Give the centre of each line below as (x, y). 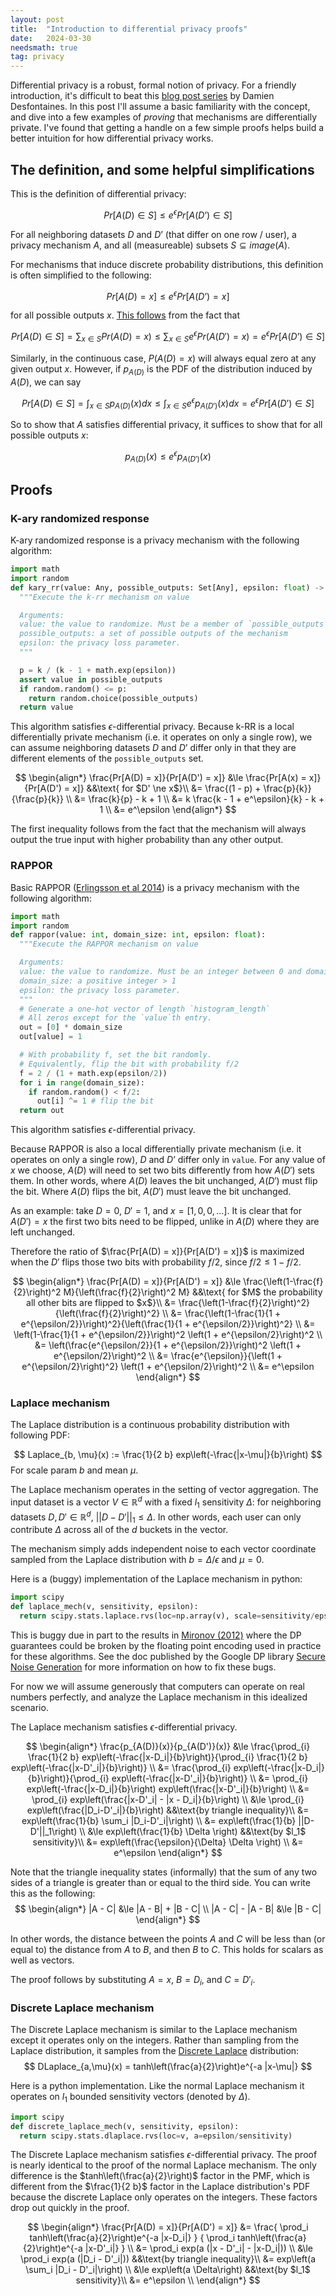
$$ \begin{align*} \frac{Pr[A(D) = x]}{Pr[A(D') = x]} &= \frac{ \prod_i (168, 2227)
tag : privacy (37, 57)
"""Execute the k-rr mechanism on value (104, 597)
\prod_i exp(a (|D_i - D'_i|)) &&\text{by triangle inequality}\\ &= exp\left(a (168, 2259)
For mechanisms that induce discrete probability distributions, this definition (167, 264)
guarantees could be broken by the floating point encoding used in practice (166, 1645)
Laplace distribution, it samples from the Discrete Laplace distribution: (155, 2051)
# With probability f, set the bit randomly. (116, 1055)
